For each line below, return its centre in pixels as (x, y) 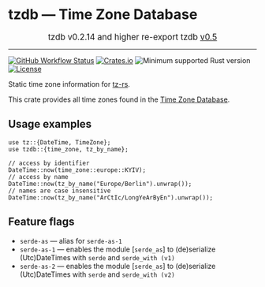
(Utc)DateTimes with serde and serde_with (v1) (97, 257)
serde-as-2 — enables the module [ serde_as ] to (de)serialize (118, 266)
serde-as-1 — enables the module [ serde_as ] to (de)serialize (118, 249)
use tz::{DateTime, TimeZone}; (60, 142)
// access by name (38, 177)
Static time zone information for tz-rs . (69, 84)
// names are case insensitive (60, 191)
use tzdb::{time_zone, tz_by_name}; (68, 149)
